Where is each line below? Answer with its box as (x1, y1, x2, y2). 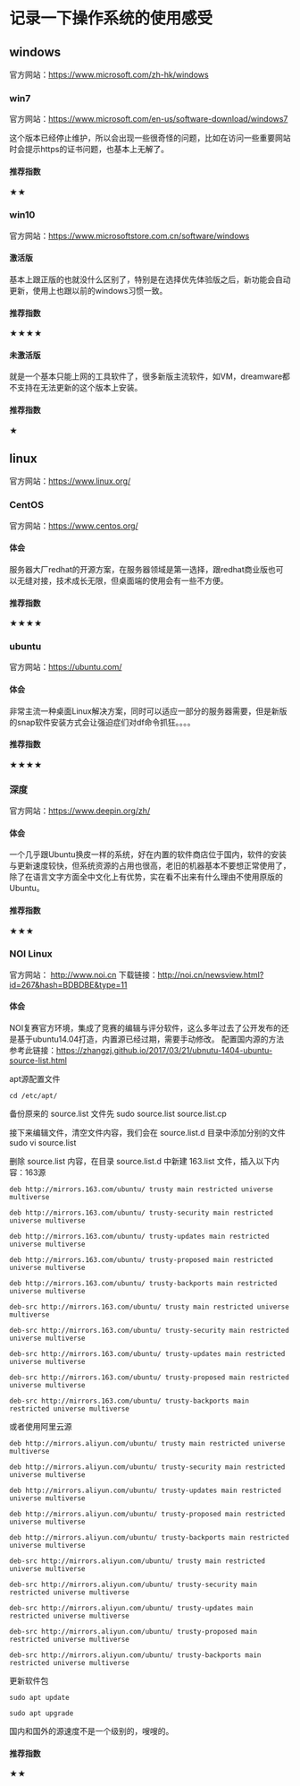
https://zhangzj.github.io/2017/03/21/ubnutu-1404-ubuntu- (56, 1045, 273, 1056)
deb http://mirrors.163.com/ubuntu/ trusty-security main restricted (9, 1208, 274, 1218)
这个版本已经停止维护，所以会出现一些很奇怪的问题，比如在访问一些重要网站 (9, 133, 291, 143)
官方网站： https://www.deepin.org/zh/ (9, 805, 151, 816)
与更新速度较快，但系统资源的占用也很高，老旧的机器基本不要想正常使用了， (9, 861, 291, 872)
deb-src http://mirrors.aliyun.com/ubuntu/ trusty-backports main (9, 1651, 262, 1660)
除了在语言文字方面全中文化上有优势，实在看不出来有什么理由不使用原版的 (9, 872, 283, 882)
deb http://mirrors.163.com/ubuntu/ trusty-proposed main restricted (9, 1256, 274, 1265)
